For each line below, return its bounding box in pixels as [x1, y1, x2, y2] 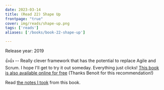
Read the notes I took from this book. [5, 80, 81, 85]
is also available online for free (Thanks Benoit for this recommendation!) [5, 70, 154, 76]
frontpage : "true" [5, 16, 43, 21]
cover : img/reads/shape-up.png [5, 21, 70, 26]
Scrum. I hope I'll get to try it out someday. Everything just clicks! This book [5, 65, 160, 70]
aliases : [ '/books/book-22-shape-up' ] [5, 30, 85, 35]
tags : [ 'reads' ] [5, 26, 39, 30]
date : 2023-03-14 [5, 7, 41, 12]
